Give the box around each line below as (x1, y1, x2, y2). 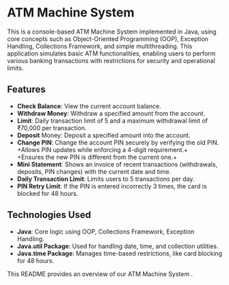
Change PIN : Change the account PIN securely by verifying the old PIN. (16, 138, 219, 147)
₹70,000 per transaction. (16, 123, 87, 132)
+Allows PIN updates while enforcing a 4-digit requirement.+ (16, 145, 188, 153)
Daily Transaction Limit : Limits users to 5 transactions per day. (16, 175, 195, 183)
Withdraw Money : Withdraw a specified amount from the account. (16, 109, 205, 117)
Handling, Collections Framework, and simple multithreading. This (7, 42, 193, 50)
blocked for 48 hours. (16, 189, 79, 197)
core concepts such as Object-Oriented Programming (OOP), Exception (7, 34, 208, 42)
